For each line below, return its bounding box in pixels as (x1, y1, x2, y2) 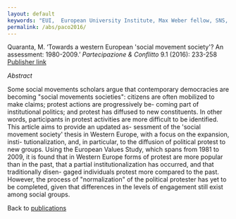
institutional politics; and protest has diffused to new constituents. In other (7, 107, 223, 117)
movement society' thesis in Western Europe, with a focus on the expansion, (7, 130, 230, 138)
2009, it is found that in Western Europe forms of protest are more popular (7, 153, 223, 161)
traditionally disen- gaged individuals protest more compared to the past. (7, 167, 220, 177)
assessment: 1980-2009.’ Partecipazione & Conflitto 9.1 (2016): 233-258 (7, 50, 217, 59)
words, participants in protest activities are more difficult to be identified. (7, 115, 218, 124)
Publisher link (7, 58, 47, 66)
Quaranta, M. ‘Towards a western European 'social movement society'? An (7, 43, 224, 52)
